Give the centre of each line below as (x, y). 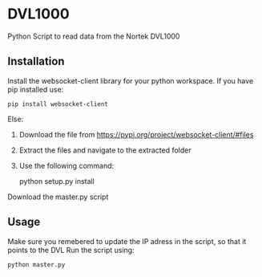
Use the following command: (67, 165)
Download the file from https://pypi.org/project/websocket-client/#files (136, 134)
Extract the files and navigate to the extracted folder (105, 150)
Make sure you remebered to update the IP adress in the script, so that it (127, 241)
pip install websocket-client (58, 104)
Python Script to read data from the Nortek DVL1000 (94, 36)
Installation (36, 61)
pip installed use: (36, 89)
